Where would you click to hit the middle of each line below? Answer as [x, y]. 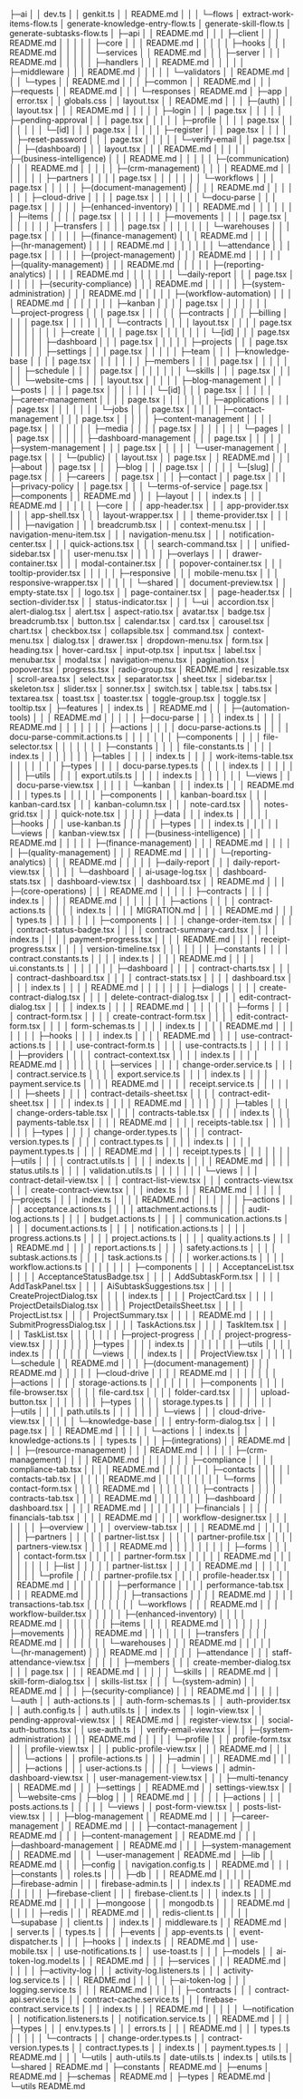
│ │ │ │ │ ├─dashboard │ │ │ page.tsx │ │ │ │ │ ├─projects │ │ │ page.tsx [149, 342]
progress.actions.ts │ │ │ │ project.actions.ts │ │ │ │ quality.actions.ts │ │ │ [151, 1238]
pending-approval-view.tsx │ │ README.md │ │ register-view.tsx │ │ [138, 1720]
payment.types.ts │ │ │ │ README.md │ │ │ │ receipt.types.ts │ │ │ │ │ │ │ [151, 1151]
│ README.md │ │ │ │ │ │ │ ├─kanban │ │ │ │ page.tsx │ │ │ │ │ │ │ [139, 303]
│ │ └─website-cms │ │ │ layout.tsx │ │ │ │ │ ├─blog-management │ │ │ [146, 380]
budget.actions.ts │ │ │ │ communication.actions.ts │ [189, 1219]
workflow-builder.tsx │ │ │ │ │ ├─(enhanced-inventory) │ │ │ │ [128, 1614]
